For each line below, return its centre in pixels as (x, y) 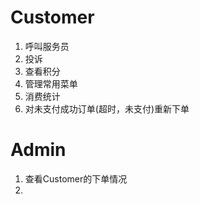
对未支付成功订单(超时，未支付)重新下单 (107, 108)
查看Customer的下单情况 (76, 178)
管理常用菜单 (51, 83)
